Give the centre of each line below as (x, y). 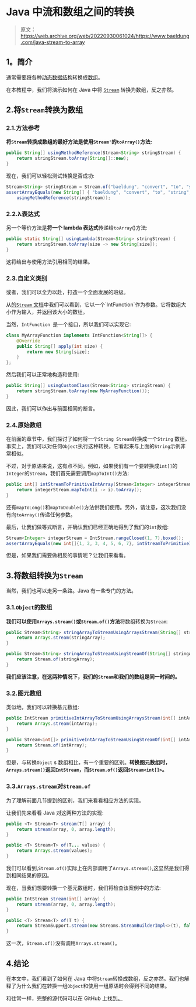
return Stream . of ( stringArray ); (56, 659)
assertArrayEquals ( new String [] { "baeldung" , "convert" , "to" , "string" (98, 192)
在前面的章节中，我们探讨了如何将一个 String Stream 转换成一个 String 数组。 (98, 439)
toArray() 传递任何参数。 (46, 514)
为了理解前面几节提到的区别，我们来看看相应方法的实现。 (75, 800)
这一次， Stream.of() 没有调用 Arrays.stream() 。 (63, 943)
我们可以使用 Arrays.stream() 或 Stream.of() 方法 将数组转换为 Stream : (87, 621)
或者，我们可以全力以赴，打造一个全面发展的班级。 (67, 292)
